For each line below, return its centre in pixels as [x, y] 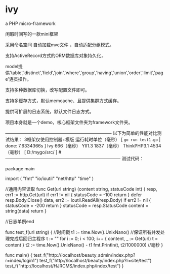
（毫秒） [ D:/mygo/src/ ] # [33, 152]
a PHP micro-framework [30, 23]
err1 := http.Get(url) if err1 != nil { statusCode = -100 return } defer [74, 195]
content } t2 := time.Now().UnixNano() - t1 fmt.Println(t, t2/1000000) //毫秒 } [84, 245]
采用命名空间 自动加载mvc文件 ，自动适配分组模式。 [60, 45]
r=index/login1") [22, 260]
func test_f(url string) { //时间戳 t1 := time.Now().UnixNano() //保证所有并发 [83, 232]
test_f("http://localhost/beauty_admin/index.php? [84, 255]
